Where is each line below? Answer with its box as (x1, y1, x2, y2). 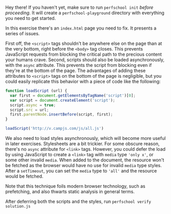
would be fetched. (5, 173, 43, 179)
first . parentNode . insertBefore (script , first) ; (10, 112, 113, 117)
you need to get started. (5, 15, 56, 21)
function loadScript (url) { (5, 88, 67, 93)
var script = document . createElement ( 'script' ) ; (10, 98, 115, 103)
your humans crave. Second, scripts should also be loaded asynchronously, (5, 57, 165, 63)
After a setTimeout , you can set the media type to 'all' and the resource (5, 168, 157, 174)
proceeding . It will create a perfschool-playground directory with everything (5, 10, 165, 16)
